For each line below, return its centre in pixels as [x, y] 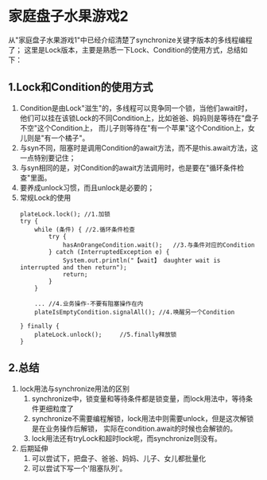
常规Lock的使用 [45, 197]
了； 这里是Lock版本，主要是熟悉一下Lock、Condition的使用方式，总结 [124, 49]
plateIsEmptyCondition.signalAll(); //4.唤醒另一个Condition [135, 312]
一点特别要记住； [48, 158]
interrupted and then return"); [73, 267]
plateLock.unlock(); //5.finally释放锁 [106, 334]
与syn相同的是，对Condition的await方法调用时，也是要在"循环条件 [128, 167]
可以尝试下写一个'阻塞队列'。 [79, 468]
